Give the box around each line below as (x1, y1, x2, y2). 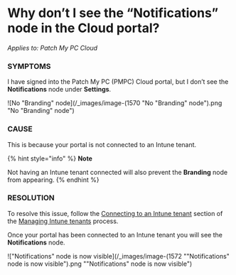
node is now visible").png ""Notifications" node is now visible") (7, 259, 193, 268)
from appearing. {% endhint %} (7, 176, 100, 184)
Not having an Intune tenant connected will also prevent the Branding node (7, 168, 228, 176)
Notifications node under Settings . (7, 85, 112, 94)
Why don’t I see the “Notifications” (7, 5, 219, 21)
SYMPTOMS (7, 61, 51, 71)
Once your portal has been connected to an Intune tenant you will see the (7, 230, 222, 239)
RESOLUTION (7, 193, 55, 203)
